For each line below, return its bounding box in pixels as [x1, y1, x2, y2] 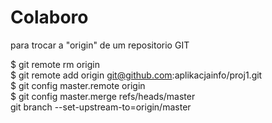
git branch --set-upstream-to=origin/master [10, 101, 192, 113]
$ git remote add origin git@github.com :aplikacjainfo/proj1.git [10, 69, 263, 81]
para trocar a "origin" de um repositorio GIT [10, 39, 190, 51]
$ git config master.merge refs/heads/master [10, 90, 196, 102]
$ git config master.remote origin [10, 79, 146, 91]
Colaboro [10, 6, 89, 29]
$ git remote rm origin [10, 58, 100, 70]
